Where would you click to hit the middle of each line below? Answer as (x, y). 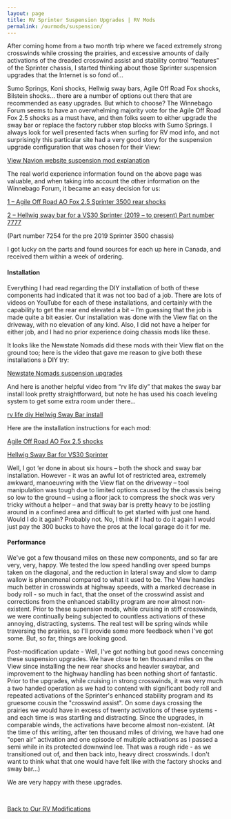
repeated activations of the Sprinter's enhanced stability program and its (110, 695)
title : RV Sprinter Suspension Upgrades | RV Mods (81, 20)
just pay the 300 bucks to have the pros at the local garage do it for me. (109, 526)
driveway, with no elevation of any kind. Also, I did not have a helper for (109, 324)
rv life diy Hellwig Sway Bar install (55, 414)
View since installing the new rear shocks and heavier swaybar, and (103, 666)
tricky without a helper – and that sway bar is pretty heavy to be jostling (109, 505)
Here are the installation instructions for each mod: (79, 427)
